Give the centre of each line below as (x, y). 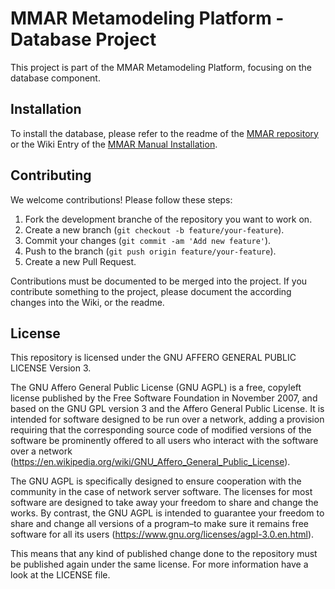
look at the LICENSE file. (60, 575)
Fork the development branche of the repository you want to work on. (168, 219)
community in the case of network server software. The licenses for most (161, 492)
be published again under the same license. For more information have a (159, 564)
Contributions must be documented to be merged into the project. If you (159, 281)
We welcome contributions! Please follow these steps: (121, 199)
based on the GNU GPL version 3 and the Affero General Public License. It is (167, 409)
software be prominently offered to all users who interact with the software (164, 441)
